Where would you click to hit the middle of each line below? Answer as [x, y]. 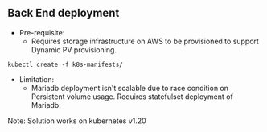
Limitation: [36, 79]
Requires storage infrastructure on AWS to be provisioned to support [145, 41]
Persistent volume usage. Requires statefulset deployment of [132, 97]
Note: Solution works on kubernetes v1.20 [77, 121]
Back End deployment [64, 13]
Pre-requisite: [42, 32]
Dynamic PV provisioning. [74, 49]
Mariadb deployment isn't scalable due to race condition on [130, 88]
